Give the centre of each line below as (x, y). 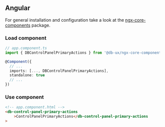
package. (41, 25)
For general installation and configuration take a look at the (65, 20)
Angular (18, 8)
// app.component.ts (26, 48)
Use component (25, 97)
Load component (26, 38)
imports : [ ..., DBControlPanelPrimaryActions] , (59, 71)
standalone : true (27, 75)
